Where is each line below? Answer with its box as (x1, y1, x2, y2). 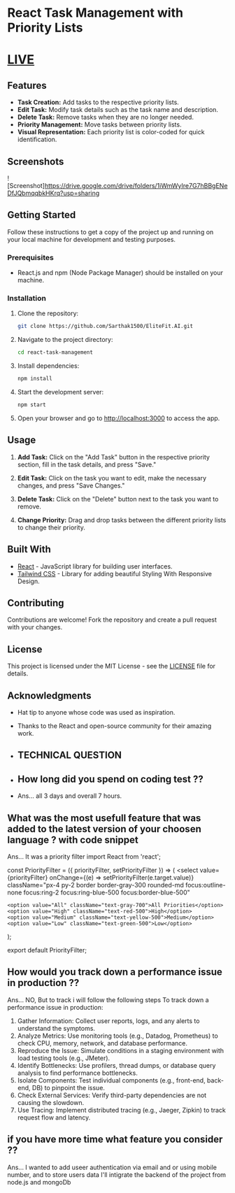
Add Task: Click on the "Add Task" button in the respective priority (17, 452, 210, 461)
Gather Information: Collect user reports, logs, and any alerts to (17, 1016, 200, 1025)
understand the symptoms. (17, 1024, 96, 1032)
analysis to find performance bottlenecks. (17, 1069, 138, 1077)
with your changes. (7, 623, 63, 631)
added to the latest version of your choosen (7, 823, 201, 835)
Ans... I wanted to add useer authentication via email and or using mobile (7, 1163, 217, 1171)
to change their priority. (17, 523, 85, 531)
